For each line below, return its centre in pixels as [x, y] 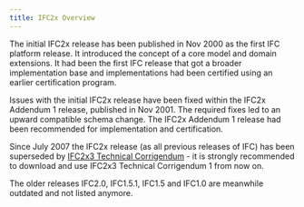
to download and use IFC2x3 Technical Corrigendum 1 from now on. [137, 165]
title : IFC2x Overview [52, 18]
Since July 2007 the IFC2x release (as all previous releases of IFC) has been [152, 146]
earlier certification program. [63, 82]
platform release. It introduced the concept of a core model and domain [143, 53]
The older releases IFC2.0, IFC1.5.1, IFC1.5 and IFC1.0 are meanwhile [137, 183]
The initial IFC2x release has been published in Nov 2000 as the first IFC [145, 44]
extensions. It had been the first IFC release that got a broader [126, 63]
